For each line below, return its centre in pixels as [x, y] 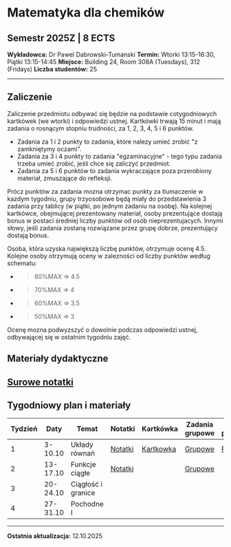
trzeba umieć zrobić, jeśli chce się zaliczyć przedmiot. [94, 164]
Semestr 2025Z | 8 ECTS [61, 38]
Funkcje [83, 465]
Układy [82, 445]
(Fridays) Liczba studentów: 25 [52, 69]
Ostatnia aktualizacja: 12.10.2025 [55, 536]
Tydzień [24, 429]
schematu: [22, 263]
